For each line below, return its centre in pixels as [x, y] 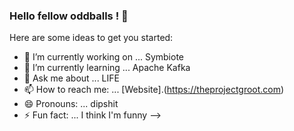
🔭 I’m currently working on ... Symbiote [103, 57]
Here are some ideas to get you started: [91, 38]
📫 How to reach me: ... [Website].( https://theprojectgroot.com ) [154, 90]
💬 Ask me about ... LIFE [71, 78]
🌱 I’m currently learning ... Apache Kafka [107, 68]
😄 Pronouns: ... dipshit [71, 104]
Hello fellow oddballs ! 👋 [69, 16]
